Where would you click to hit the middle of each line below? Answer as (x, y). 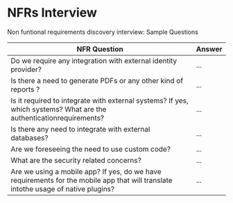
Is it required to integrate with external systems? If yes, (100, 100)
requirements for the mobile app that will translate (92, 180)
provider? (26, 69)
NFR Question (100, 48)
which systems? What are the (59, 109)
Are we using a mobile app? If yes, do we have (86, 171)
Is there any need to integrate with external (80, 129)
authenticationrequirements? (58, 118)
